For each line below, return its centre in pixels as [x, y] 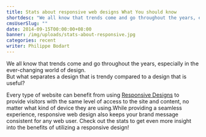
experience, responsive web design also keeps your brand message [93, 114]
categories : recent [31, 40]
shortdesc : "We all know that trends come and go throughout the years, [101, 18]
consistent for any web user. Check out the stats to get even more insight [99, 120]
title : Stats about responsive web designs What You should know [91, 12]
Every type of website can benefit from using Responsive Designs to [93, 95]
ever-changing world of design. [46, 70]
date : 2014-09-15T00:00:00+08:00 [49, 29]
